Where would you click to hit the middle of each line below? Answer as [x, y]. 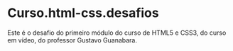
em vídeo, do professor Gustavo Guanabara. [72, 40]
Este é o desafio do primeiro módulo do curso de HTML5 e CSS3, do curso [117, 33]
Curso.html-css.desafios [83, 13]
